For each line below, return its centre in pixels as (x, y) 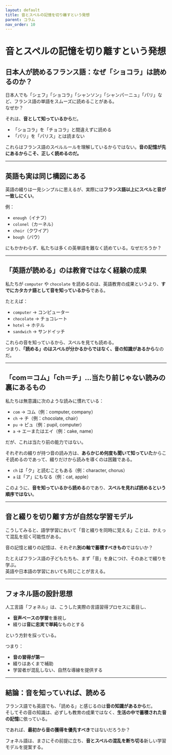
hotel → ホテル (29, 325)
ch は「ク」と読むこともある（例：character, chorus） (70, 470)
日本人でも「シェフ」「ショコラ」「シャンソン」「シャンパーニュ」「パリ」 (81, 95)
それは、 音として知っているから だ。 (43, 119)
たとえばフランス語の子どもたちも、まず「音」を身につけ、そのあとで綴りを (86, 558)
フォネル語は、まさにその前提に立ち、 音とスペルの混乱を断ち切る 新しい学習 (86, 741)
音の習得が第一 (28, 657)
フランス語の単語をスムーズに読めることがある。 (66, 101)
